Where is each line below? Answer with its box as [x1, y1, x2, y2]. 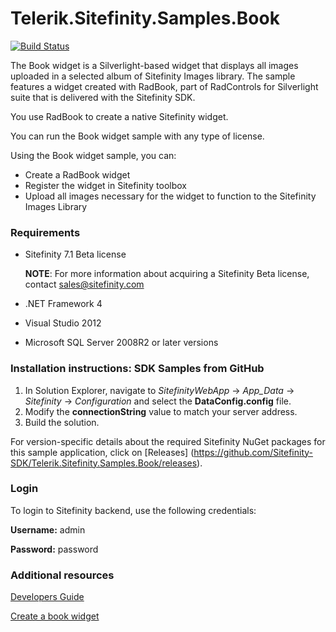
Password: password [10, 543, 99, 555]
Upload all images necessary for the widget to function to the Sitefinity [24, 190, 317, 202]
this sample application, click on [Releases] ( [10, 446, 195, 458]
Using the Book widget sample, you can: [10, 149, 177, 161]
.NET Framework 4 [24, 298, 103, 310]
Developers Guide [10, 591, 85, 603]
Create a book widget [10, 610, 100, 622]
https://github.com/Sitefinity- [193, 446, 314, 458]
